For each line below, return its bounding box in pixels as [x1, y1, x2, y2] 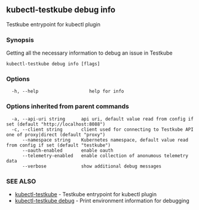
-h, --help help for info [11, 88, 124, 95]
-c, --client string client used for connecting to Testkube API [11, 126, 194, 133]
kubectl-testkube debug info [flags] [6, 61, 100, 67]
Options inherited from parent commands [6, 102, 130, 110]
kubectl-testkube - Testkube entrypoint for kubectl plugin [14, 191, 157, 197]
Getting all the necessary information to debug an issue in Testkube [6, 49, 173, 56]
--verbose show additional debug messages [22, 163, 162, 169]
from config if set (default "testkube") [6, 142, 111, 148]
